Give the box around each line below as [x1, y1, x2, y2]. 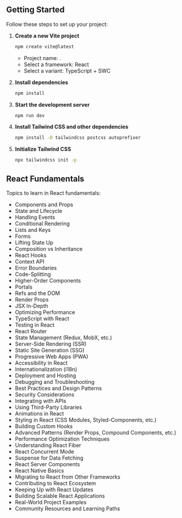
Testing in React [14, 321, 55, 328]
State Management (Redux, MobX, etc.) [14, 334, 112, 341]
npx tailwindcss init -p [14, 157, 77, 163]
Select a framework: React [23, 61, 90, 68]
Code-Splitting [14, 271, 51, 278]
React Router [14, 328, 47, 334]
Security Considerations [14, 391, 75, 398]
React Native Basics [14, 467, 64, 474]
